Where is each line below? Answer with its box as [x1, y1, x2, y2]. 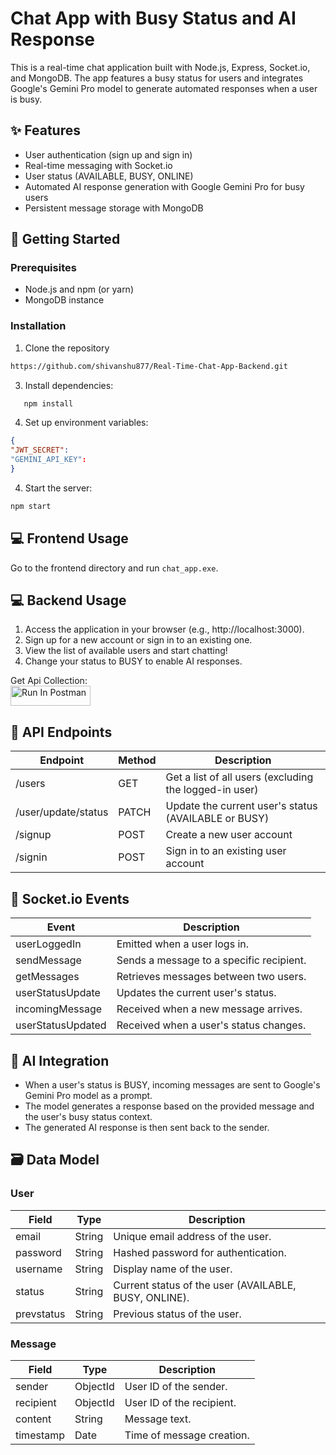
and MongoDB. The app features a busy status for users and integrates [10, 72, 304, 84]
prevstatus [15, 1307, 66, 1321]
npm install [23, 398, 74, 409]
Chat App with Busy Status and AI [10, 7, 297, 30]
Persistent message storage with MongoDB [24, 202, 204, 214]
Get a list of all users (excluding [165, 770, 314, 784]
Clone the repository [24, 342, 110, 354]
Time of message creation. [124, 1428, 250, 1442]
